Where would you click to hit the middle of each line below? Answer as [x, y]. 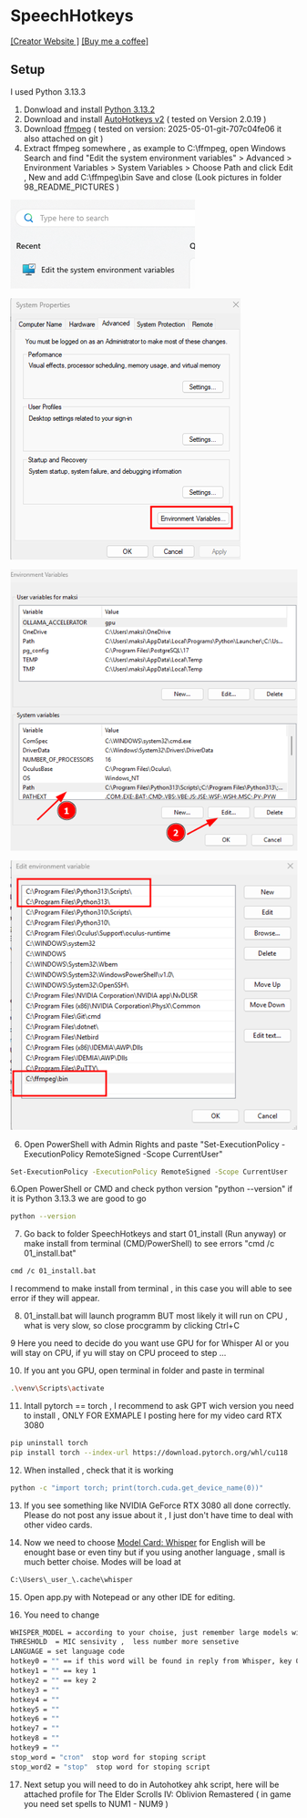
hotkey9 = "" [35, 1748]
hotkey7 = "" [35, 1729]
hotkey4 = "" [35, 1700]
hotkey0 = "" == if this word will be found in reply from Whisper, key [151, 1661]
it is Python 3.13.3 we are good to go [78, 1198]
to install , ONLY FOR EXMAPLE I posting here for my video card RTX [153, 1416]
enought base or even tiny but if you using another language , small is [154, 1552]
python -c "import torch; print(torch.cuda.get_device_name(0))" [137, 1488]
